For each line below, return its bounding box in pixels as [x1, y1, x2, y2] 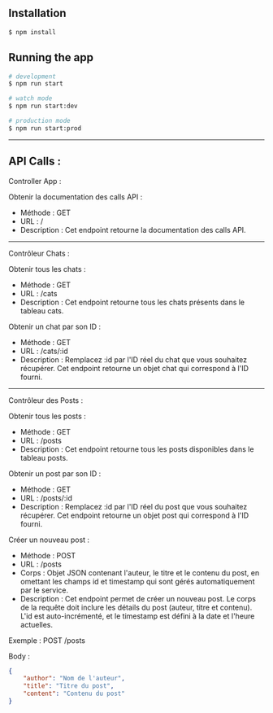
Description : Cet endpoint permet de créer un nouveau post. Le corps [19, 593, 256, 603]
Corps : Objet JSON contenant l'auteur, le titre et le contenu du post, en [19, 567, 260, 577]
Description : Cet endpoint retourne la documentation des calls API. [19, 225, 246, 234]
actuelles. [19, 619, 54, 629]
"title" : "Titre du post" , [23, 682, 115, 690]
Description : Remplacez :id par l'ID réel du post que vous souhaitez [19, 501, 248, 511]
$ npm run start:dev [8, 102, 79, 111]
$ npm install [8, 28, 57, 36]
